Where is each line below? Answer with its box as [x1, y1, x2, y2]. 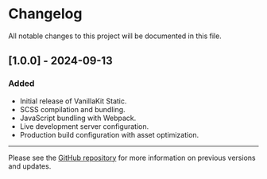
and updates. [8, 161, 52, 171]
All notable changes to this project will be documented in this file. [8, 31, 222, 41]
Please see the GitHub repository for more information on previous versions [8, 153, 256, 162]
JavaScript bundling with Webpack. [19, 113, 137, 123]
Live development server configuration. [19, 121, 149, 131]
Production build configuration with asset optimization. [19, 130, 199, 139]
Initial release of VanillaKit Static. [19, 96, 127, 106]
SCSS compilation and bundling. [19, 104, 126, 114]
